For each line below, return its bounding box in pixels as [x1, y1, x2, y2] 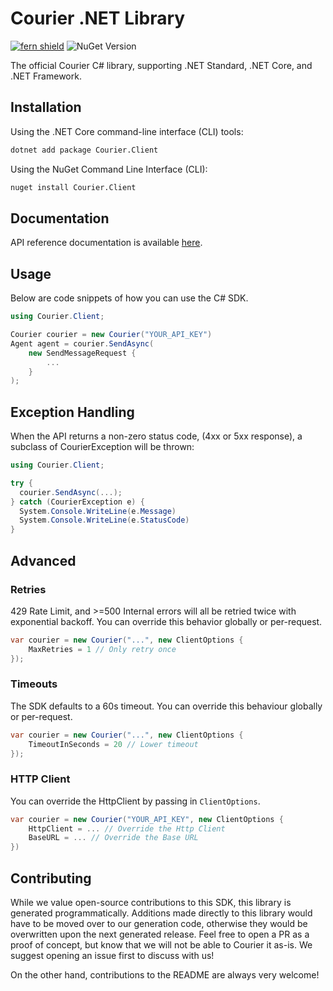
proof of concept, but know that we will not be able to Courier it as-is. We [10, 939, 313, 951]
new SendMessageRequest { [28, 348, 137, 358]
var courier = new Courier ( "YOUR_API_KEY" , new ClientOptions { [10, 814, 284, 824]
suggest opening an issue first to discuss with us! [10, 950, 215, 962]
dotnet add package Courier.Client [10, 145, 159, 155]
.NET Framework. [10, 70, 82, 82]
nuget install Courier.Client [10, 182, 137, 192]
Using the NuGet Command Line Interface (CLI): [10, 163, 208, 175]
